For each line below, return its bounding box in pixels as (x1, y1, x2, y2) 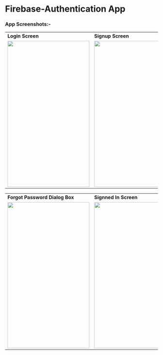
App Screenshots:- (5, 21, 51, 28)
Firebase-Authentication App (5, 3, 126, 15)
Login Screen (7, 33, 39, 39)
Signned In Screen (94, 194, 138, 201)
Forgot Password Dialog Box (7, 194, 74, 201)
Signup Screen (94, 33, 130, 39)
